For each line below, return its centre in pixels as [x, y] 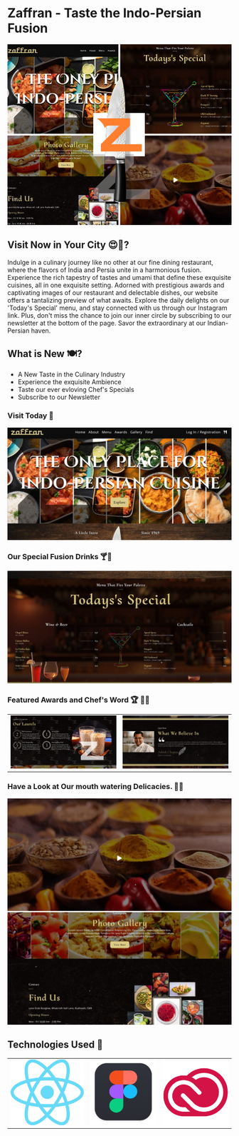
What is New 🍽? [45, 354]
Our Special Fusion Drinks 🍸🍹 [60, 556]
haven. [41, 331]
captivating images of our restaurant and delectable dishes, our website [113, 292]
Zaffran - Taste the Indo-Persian [105, 13]
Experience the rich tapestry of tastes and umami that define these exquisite [119, 277]
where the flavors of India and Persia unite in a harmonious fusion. [105, 270]
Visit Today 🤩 [31, 416]
